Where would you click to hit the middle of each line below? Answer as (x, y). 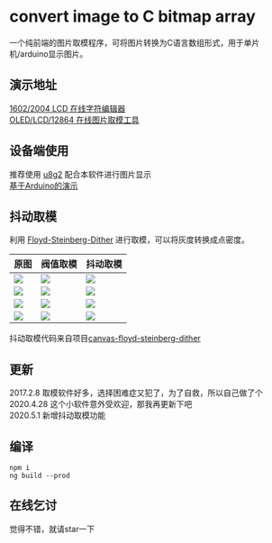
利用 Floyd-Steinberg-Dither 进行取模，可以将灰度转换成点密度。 (130, 240)
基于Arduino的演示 (44, 186)
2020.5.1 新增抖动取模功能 (58, 415)
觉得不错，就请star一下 (52, 529)
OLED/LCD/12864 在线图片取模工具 (74, 120)
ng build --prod (40, 475)
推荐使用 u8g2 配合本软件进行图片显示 (80, 174)
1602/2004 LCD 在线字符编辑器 (68, 108)
